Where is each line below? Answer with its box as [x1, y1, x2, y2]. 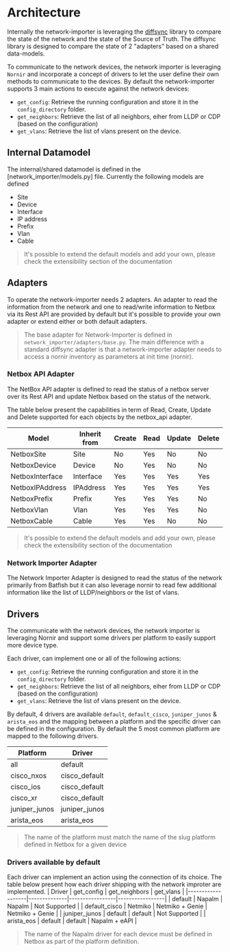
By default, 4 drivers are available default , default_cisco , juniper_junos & [7, 710, 217, 718]
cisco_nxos [10, 770, 47, 780]
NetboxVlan [10, 505, 49, 514]
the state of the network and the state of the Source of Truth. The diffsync [7, 34, 216, 43]
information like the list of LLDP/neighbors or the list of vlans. [7, 588, 180, 597]
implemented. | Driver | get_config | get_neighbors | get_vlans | [7, 888, 185, 896]
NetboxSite [10, 449, 47, 459]
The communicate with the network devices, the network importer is [7, 626, 201, 634]
